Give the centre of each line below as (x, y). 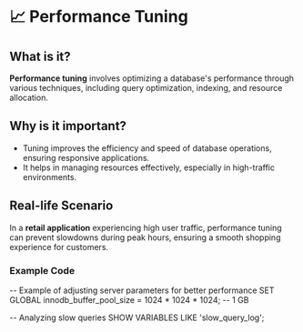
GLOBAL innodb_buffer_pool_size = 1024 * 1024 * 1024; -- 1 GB (129, 299)
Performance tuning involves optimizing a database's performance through (151, 78)
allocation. (29, 97)
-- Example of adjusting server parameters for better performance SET (142, 290)
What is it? (40, 56)
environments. (50, 176)
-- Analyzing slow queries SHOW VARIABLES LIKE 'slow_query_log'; (137, 317)
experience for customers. (59, 246)
